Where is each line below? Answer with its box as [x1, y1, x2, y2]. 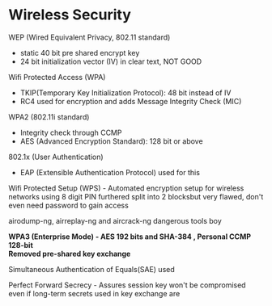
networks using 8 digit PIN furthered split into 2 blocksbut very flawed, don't [8, 191, 264, 201]
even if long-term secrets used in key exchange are [8, 288, 181, 298]
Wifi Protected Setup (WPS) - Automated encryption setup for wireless [8, 183, 244, 193]
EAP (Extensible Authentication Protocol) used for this [19, 167, 201, 177]
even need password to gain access [8, 200, 130, 210]
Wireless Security [8, 6, 132, 24]
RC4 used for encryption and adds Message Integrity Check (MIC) [19, 96, 242, 106]
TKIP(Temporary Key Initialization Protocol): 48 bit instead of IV [19, 87, 232, 98]
